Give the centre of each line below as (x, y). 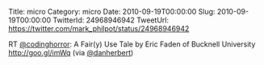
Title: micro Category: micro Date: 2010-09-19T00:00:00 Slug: (112, 12)
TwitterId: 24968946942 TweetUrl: (111, 20)
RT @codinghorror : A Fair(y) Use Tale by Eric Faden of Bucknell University (132, 44)
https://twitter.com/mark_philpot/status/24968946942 (99, 28)
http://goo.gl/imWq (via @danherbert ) (71, 53)
